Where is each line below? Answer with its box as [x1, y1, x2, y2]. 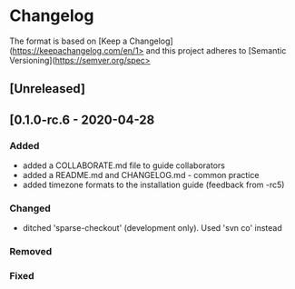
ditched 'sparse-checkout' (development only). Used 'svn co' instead [22, 223, 283, 234]
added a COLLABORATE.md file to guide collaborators [22, 160, 225, 171]
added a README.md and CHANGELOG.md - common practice [22, 170, 260, 181]
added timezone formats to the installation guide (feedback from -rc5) [22, 179, 285, 191]
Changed [9, 202, 52, 214]
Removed [9, 245, 53, 258]
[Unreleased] [9, 81, 86, 96]
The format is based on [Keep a [9, 35, 128, 46]
